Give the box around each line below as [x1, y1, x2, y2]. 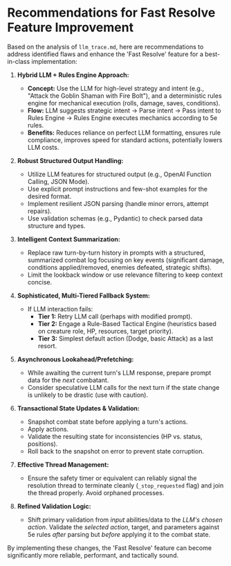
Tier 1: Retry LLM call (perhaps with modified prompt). [37, 312, 192, 320]
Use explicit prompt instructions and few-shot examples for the [27, 185, 208, 193]
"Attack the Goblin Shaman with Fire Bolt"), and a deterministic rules [27, 92, 223, 100]
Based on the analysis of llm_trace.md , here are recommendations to [7, 42, 204, 51]
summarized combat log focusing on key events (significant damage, [27, 255, 225, 264]
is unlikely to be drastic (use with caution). [27, 391, 149, 399]
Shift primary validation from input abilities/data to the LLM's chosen [27, 515, 223, 524]
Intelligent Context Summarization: [17, 234, 121, 243]
